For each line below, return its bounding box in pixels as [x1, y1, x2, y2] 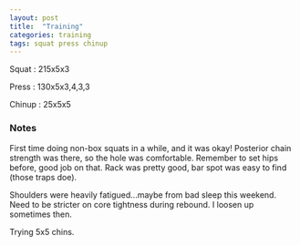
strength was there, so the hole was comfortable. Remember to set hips [9, 152, 279, 163]
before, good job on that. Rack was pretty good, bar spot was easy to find [9, 161, 287, 173]
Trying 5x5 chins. [9, 226, 75, 237]
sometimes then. [9, 209, 73, 220]
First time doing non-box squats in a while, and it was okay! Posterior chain [9, 142, 292, 153]
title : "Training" [9, 22, 84, 31]
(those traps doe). [9, 171, 78, 182]
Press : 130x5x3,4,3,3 [9, 81, 90, 92]
